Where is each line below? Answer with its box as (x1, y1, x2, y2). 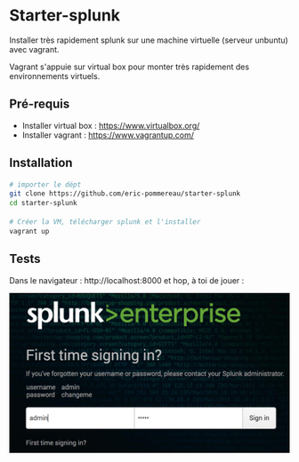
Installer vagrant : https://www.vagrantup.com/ (21, 130, 194, 140)
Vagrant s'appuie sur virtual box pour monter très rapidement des (9, 61, 250, 72)
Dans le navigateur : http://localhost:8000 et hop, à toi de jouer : (9, 275, 245, 285)
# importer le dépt (9, 179, 82, 189)
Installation (9, 155, 73, 171)
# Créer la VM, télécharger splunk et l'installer (9, 218, 201, 227)
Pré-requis (9, 97, 70, 112)
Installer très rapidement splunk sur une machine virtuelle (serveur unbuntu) (9, 35, 289, 45)
